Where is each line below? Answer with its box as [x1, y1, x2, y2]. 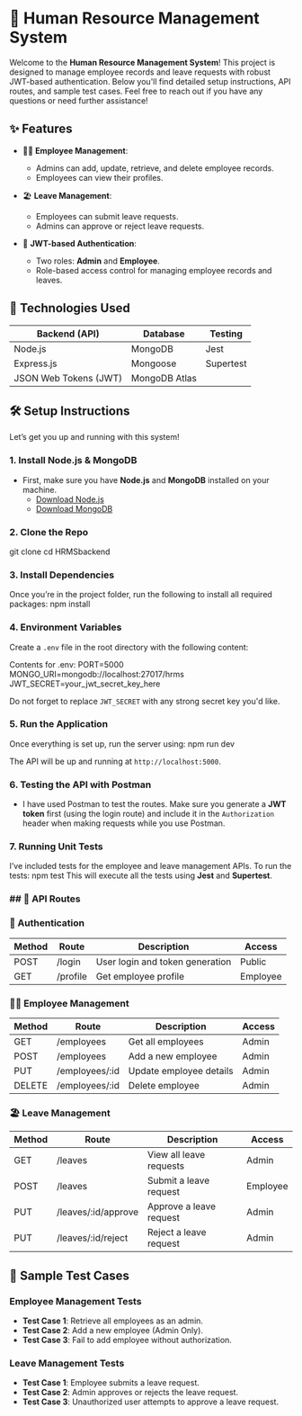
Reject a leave [147, 1226, 207, 1239]
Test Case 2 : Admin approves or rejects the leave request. [22, 1387, 239, 1398]
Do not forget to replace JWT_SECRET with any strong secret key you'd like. [9, 695, 280, 706]
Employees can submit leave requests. [35, 211, 179, 221]
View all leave [147, 1149, 206, 1161]
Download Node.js [35, 494, 105, 505]
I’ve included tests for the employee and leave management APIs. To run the [9, 861, 292, 872]
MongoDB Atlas [130, 372, 198, 384]
